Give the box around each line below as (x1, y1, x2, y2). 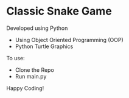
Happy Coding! (6, 84, 44, 92)
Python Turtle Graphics (15, 43, 74, 50)
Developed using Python (6, 24, 68, 32)
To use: (6, 54, 26, 61)
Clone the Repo (15, 66, 55, 74)
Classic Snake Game (6, 4, 113, 18)
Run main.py (15, 72, 47, 80)
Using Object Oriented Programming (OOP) (15, 36, 124, 43)
